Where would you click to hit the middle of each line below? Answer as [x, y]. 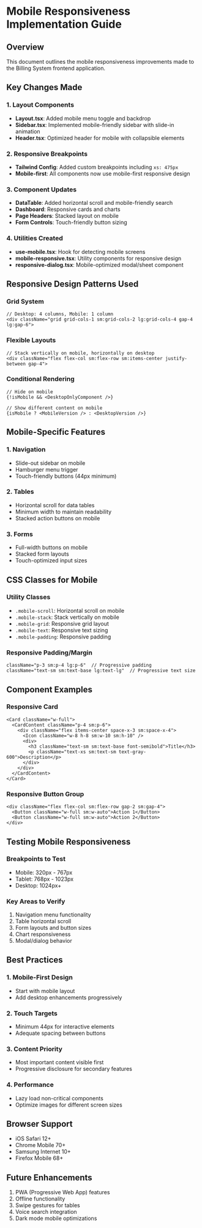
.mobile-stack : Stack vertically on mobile [67, 617]
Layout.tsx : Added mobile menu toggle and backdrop [83, 118]
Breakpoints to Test [36, 859]
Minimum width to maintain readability [63, 512]
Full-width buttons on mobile [51, 548]
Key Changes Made [44, 87]
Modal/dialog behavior [43, 941]
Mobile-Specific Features [56, 432]
